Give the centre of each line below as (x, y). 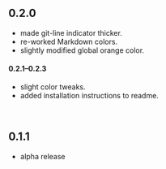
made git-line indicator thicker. (71, 32)
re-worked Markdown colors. (69, 41)
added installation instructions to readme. (89, 96)
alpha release (43, 156)
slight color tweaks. (53, 87)
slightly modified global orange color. (82, 50)
